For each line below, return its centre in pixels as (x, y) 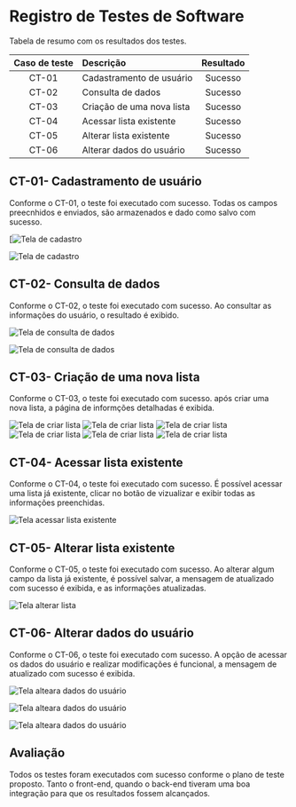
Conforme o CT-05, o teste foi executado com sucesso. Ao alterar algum (142, 569)
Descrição (104, 62)
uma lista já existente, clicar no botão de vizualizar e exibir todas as (132, 494)
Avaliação (37, 753)
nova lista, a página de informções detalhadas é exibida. (112, 408)
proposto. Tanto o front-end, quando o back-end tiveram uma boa (130, 784)
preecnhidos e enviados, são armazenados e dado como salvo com (132, 212)
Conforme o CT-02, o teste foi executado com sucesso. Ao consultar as (140, 305)
